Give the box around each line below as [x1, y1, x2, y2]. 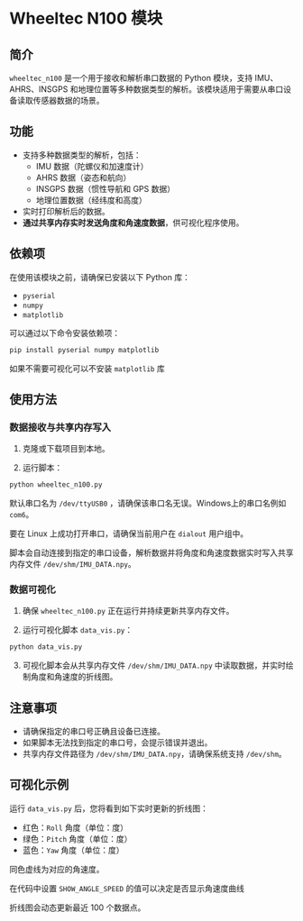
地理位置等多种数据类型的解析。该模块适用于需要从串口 [78, 84, 284, 95]
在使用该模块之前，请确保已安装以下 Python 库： [9, 271, 191, 282]
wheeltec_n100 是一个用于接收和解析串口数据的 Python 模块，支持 [9, 73, 253, 83]
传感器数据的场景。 [32, 96, 105, 105]
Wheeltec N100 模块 [9, 8, 163, 29]
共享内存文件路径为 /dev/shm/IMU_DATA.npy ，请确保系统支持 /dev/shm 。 [22, 749, 287, 760]
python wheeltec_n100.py [9, 480, 103, 489]
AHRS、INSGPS [9, 84, 69, 95]
